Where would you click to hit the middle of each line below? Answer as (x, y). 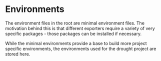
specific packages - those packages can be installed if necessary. (73, 33)
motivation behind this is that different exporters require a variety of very (80, 28)
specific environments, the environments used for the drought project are (81, 48)
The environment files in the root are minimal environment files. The (75, 23)
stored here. (18, 54)
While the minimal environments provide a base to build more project (76, 43)
